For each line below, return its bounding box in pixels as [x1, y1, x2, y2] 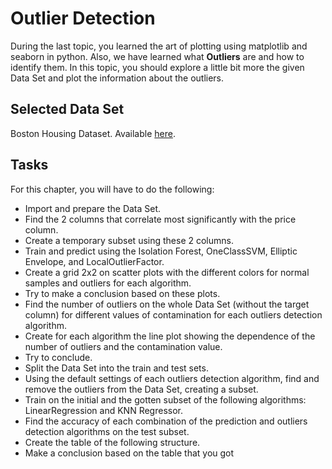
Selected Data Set [10, 101, 125, 118]
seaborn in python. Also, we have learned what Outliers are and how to [10, 50, 305, 62]
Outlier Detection [10, 7, 156, 30]
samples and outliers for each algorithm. [24, 277, 192, 289]
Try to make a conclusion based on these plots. [24, 287, 221, 299]
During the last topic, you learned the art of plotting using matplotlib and [10, 40, 308, 52]
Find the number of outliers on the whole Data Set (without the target [24, 298, 310, 310]
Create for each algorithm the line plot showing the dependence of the [24, 330, 316, 342]
